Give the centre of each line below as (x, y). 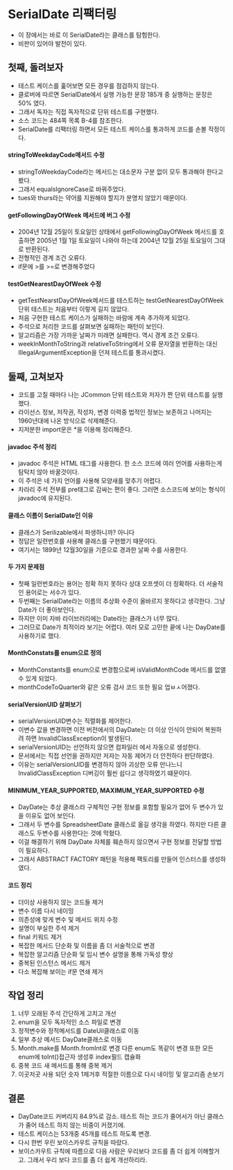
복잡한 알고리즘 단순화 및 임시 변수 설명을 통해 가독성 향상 (96, 954)
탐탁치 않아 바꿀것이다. (49, 472)
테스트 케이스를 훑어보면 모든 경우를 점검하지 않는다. (88, 86)
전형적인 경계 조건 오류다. (52, 258)
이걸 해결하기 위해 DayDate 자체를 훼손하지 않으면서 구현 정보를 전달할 (113, 842)
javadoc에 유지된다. (45, 498)
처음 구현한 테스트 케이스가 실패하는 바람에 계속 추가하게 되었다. (104, 318)
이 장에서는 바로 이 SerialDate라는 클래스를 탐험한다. (89, 35)
